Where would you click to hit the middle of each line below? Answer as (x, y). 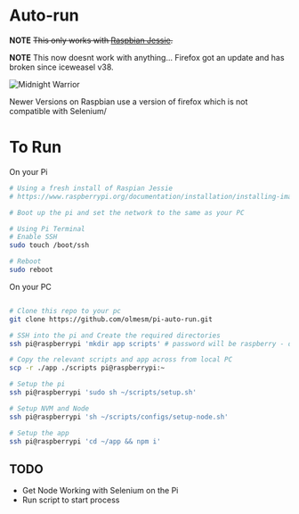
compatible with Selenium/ (58, 111)
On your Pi (28, 171)
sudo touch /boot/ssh (49, 245)
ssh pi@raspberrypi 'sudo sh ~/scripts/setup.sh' (103, 393)
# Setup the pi (37, 385)
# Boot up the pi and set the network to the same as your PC (127, 212)
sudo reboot (31, 269)
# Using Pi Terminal (48, 228)
